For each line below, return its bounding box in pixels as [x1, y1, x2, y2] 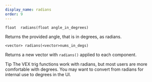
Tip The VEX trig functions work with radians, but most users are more [5, 61, 148, 67]
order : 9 [5, 12, 23, 17]
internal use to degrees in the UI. [5, 71, 71, 77]
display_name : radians [5, 7, 51, 12]
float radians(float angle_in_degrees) [5, 25, 89, 30]
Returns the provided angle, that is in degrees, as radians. [5, 34, 122, 40]
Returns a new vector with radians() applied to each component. [5, 52, 137, 58]
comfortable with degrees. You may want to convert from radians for [5, 66, 144, 72]
